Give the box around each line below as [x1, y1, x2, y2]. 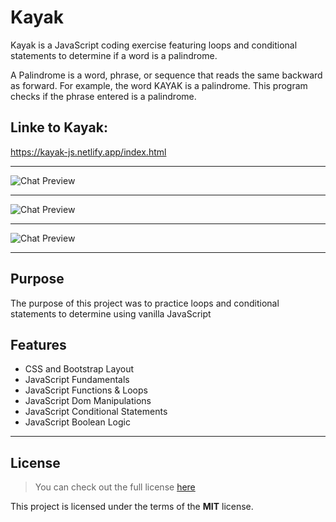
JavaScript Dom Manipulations [24, 395, 152, 407]
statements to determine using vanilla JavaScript [10, 307, 212, 320]
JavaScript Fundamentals [24, 374, 130, 386]
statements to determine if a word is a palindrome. [10, 49, 218, 61]
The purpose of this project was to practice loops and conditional [10, 297, 280, 309]
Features [10, 336, 67, 353]
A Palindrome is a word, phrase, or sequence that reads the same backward [10, 69, 323, 81]
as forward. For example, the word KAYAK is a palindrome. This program [10, 79, 308, 91]
